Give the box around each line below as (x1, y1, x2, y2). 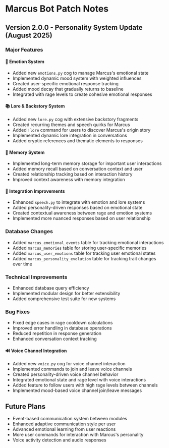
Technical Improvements (5, 273, 68, 281)
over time (12, 261, 33, 267)
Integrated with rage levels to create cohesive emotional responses (12, 91, 152, 97)
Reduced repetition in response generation (12, 330, 102, 337)
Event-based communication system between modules (12, 416, 128, 422)
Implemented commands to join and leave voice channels (12, 366, 132, 372)
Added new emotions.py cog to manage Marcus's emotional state (12, 70, 149, 76)
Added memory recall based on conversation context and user (12, 166, 143, 172)
